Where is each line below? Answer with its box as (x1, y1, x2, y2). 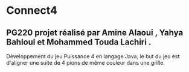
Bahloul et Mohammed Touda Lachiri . (6, 37, 152, 47)
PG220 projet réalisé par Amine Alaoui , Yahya (6, 28, 184, 38)
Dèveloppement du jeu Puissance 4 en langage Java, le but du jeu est (6, 53, 180, 60)
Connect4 (6, 4, 57, 17)
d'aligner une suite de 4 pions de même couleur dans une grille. (6, 59, 165, 66)
